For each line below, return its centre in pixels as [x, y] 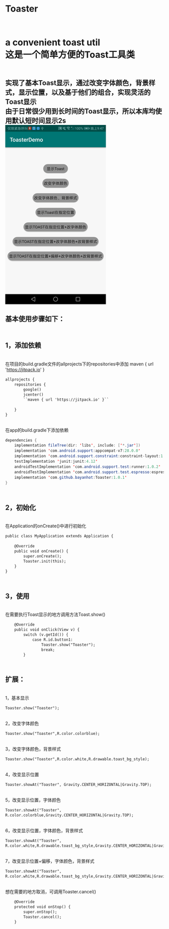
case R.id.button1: [52, 640]
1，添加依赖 [23, 346]
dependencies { [21, 440]
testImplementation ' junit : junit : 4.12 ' [56, 462]
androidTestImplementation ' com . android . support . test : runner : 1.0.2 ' [88, 467]
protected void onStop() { [43, 907]
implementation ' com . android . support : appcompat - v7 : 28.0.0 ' [77, 451]
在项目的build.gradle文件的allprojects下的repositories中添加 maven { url [79, 364]
